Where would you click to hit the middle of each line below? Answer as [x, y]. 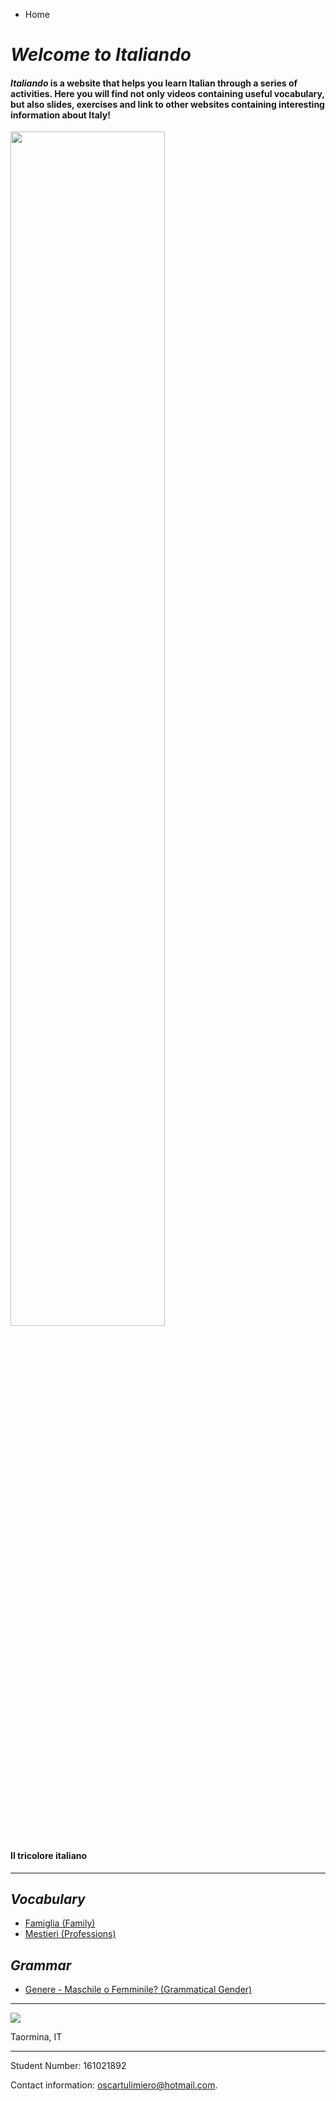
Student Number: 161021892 [68, 2066]
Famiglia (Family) [60, 1923]
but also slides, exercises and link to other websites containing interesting [167, 104]
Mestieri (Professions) [70, 1934]
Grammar [41, 1965]
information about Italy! [60, 115]
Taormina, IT [36, 2037]
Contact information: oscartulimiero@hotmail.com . [114, 2085]
